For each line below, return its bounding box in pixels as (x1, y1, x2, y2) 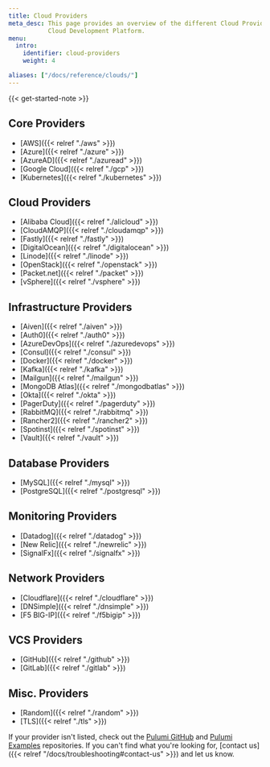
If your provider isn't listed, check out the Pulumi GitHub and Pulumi (8, 732, 233, 742)
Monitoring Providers (8, 509, 117, 524)
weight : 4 (22, 57, 56, 65)
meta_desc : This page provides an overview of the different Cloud (8, 19, 239, 27)
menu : (8, 34, 27, 43)
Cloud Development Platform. (47, 27, 146, 35)
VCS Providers (8, 633, 83, 647)
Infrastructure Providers (8, 300, 133, 314)
